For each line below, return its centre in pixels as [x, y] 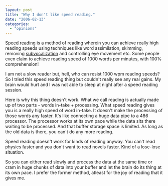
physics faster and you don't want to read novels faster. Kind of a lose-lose [83, 147]
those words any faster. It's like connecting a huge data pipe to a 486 [77, 116]
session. [14, 90]
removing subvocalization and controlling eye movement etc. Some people [82, 54]
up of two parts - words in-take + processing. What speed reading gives [80, 105]
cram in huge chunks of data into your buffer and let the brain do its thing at [83, 167]
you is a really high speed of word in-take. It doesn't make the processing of [84, 111]
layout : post [19, 10]
